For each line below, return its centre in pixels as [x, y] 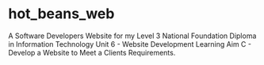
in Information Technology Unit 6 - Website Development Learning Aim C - [130, 44]
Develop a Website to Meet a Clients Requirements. [92, 52]
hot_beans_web [61, 14]
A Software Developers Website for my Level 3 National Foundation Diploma [132, 36]
